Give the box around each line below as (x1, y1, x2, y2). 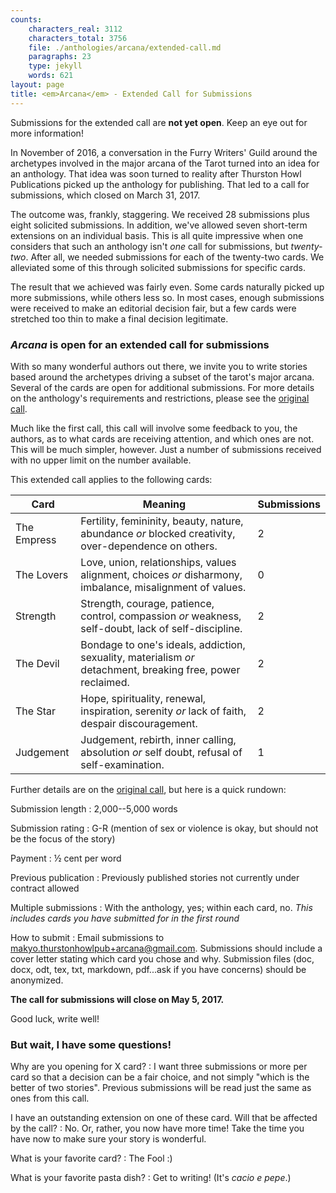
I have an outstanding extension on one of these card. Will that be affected (10, 1112, 318, 1124)
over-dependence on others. (80, 539, 218, 553)
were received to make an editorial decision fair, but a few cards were (10, 302, 297, 314)
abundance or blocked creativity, (80, 526, 236, 540)
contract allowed (10, 882, 80, 894)
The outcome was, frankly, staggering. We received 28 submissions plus (10, 208, 310, 220)
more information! (10, 127, 84, 139)
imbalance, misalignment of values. (80, 580, 247, 594)
